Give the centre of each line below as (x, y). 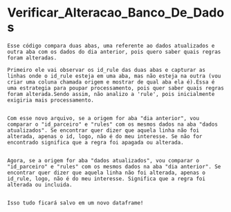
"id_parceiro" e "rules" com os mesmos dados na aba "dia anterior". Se (114, 166)
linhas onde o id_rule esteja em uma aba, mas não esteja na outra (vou (114, 76)
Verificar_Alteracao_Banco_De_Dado (116, 13)
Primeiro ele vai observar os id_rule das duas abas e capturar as (107, 70)
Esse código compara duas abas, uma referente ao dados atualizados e (111, 46)
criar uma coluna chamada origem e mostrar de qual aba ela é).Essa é (111, 82)
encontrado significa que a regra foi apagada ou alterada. (96, 142)
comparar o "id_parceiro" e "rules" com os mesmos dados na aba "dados (112, 124)
